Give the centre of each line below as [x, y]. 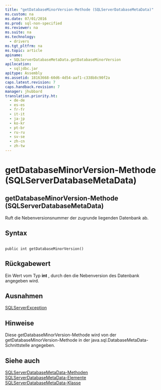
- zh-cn [17, 141]
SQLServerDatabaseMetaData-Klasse [43, 383]
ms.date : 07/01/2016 [26, 19]
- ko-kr [17, 123]
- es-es [17, 105]
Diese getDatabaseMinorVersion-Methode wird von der [61, 335]
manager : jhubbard [24, 91]
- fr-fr [17, 110]
